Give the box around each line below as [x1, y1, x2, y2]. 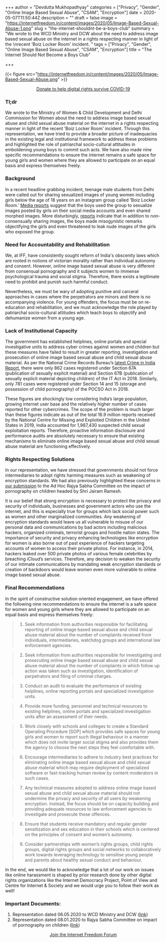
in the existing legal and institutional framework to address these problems [5, 136, 158, 142]
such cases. [24, 775, 50, 781]
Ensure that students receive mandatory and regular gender [24, 821, 147, 827]
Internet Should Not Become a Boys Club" [5, 52, 91, 58]
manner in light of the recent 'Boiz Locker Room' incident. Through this [5, 125, 150, 131]
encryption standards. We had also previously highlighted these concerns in [5, 478, 161, 484]
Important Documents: [5, 900, 61, 907]
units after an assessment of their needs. [24, 714, 109, 720]
